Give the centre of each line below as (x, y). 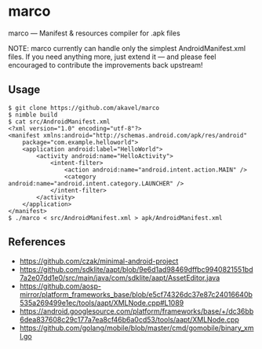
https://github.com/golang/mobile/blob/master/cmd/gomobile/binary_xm (136, 328)
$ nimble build (33, 115)
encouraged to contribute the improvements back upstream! (106, 64)
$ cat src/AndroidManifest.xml (59, 121)
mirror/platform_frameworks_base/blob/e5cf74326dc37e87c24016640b (136, 294)
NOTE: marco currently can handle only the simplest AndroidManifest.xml (127, 48)
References (37, 242)
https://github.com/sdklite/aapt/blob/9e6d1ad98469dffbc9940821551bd (136, 269)
